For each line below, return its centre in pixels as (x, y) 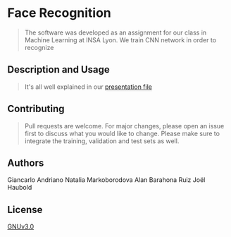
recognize (39, 47)
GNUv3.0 (21, 226)
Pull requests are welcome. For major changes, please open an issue (124, 126)
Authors (26, 163)
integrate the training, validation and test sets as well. (102, 141)
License (25, 209)
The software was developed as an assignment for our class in (115, 32)
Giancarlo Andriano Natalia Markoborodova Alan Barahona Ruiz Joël (106, 180)
